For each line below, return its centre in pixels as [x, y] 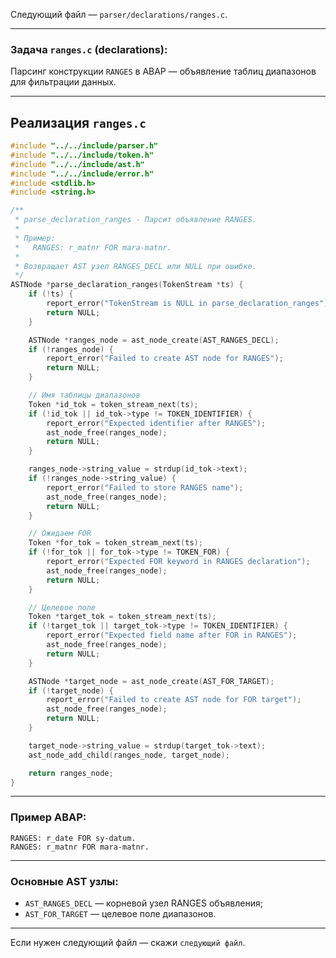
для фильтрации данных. [63, 82]
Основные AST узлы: [64, 881]
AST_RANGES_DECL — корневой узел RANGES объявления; [143, 903]
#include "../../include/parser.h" [84, 146]
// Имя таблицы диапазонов [84, 395]
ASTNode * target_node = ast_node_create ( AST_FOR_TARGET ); [151, 681]
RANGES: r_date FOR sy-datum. [73, 838]
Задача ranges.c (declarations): [89, 49]
